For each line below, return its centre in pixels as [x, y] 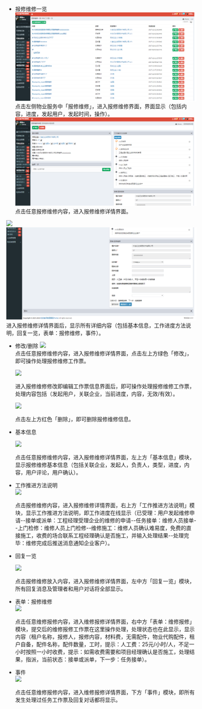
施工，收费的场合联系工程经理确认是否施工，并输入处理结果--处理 [102, 536]
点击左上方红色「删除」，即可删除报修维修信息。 [74, 419]
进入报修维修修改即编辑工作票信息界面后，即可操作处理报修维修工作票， [105, 386]
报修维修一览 [31, 9]
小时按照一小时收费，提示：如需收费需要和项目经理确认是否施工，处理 [102, 652]
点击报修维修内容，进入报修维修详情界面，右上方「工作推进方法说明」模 [105, 505]
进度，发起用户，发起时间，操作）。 [69, 114]
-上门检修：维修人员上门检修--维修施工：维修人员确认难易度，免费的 [101, 528]
